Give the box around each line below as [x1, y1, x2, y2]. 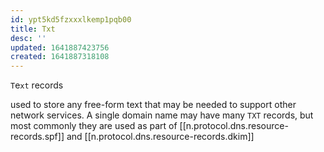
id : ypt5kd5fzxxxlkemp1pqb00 [10, 14, 132, 25]
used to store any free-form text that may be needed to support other [10, 99, 297, 111]
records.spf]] [10, 131, 65, 143]
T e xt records [10, 79, 64, 91]
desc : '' [10, 33, 47, 43]
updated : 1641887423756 [10, 42, 110, 53]
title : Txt [10, 24, 56, 34]
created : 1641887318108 [10, 52, 110, 62]
